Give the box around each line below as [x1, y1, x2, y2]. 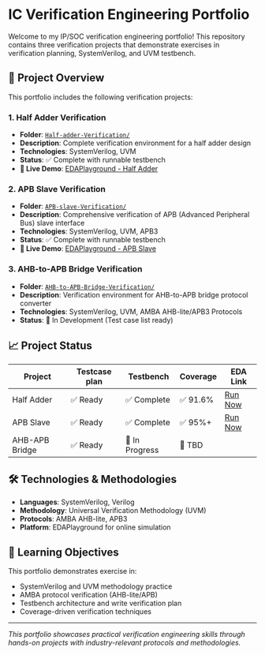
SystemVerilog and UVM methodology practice [19, 582, 173, 591]
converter [19, 298, 52, 308]
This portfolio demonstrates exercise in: [8, 567, 137, 576]
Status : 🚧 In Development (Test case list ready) [19, 315, 174, 324]
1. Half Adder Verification [8, 112, 106, 123]
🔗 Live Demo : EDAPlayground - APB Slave [19, 244, 156, 253]
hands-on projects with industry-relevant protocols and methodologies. [8, 638, 241, 648]
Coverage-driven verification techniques [19, 607, 152, 616]
